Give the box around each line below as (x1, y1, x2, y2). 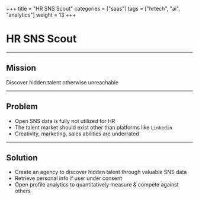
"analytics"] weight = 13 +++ (6, 11, 76, 18)
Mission (6, 63, 37, 73)
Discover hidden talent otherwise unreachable (6, 78, 119, 86)
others (14, 187, 31, 195)
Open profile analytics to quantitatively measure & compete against (14, 181, 179, 188)
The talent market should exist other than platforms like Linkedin (14, 124, 173, 131)
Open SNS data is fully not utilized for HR (14, 117, 115, 124)
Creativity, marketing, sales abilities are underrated (14, 130, 139, 137)
